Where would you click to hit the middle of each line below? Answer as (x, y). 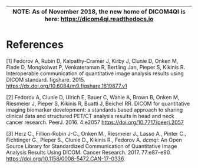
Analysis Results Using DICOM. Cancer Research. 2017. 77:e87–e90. (89, 152)
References (35, 45)
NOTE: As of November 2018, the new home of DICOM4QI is (99, 11)
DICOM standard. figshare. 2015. (46, 79)
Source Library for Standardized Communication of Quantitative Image (92, 146)
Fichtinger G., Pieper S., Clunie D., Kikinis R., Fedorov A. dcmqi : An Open (94, 140)
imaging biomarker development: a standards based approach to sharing (95, 110)
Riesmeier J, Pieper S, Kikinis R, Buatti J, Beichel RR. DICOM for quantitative (98, 103)
